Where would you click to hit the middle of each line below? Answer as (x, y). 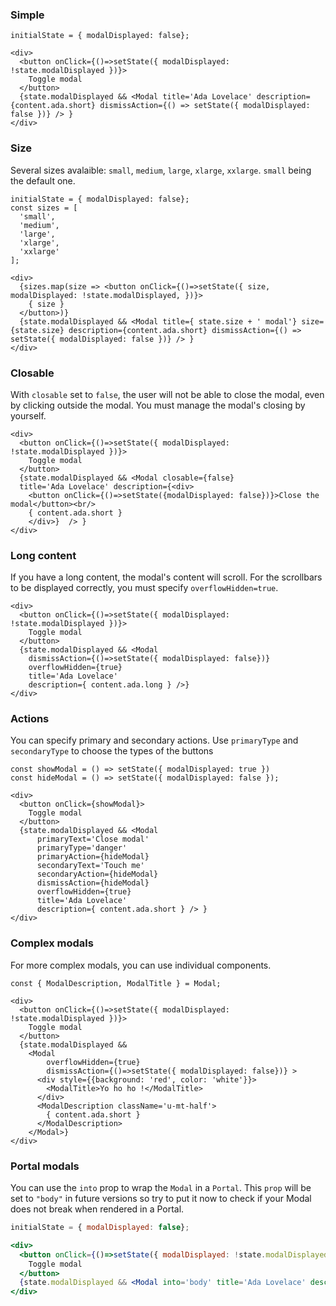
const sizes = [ (44, 208)
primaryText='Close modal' (93, 839)
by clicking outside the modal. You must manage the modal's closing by (158, 405)
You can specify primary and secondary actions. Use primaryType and (154, 740)
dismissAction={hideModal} (93, 883)
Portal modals (45, 1166)
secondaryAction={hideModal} (97, 874)
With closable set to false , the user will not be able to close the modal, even (167, 394)
